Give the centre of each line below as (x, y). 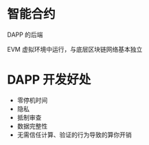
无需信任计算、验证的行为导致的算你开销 (74, 135)
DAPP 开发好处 (49, 80)
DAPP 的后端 (25, 35)
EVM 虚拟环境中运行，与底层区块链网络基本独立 (75, 49)
